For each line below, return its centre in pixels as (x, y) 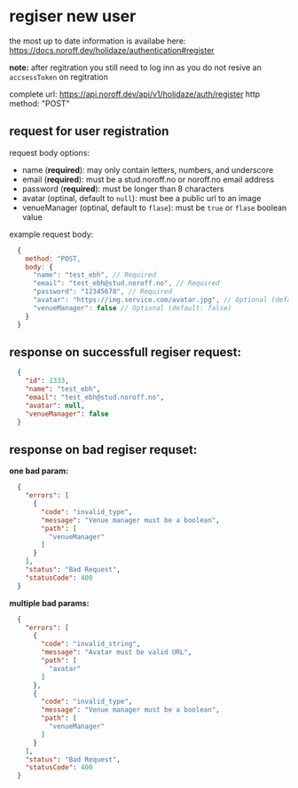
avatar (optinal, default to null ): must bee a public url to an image (141, 198)
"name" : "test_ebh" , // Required (94, 275)
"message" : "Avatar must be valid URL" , (117, 652)
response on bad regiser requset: (103, 449)
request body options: (50, 152)
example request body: (51, 234)
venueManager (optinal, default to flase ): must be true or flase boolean (154, 207)
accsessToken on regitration (59, 76)
